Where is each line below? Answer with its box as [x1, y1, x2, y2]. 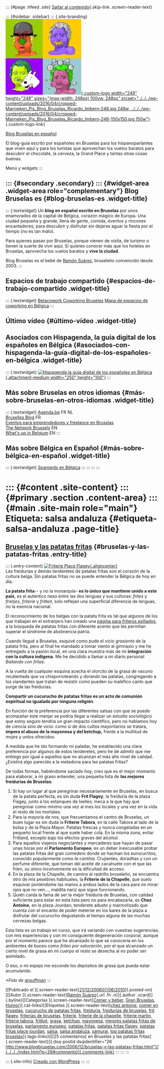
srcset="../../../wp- [121, 95, 158, 101]
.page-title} [71, 523, 120, 534]
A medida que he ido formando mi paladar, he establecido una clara [5, 743, 142, 749]
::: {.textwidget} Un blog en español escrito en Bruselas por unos [5, 207, 138, 213]
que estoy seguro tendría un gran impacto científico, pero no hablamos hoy [5, 719, 157, 724]
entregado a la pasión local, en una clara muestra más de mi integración [5, 649, 152, 655]
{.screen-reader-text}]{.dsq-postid [5, 1039, 76, 1045]
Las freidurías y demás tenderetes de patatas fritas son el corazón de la [5, 568, 150, 574]
